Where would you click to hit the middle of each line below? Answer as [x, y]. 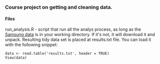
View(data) [16, 58]
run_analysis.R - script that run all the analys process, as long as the [73, 29]
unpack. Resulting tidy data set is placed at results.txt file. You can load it [78, 39]
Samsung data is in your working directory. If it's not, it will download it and [80, 35]
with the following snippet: [32, 45]
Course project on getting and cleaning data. [59, 7]
